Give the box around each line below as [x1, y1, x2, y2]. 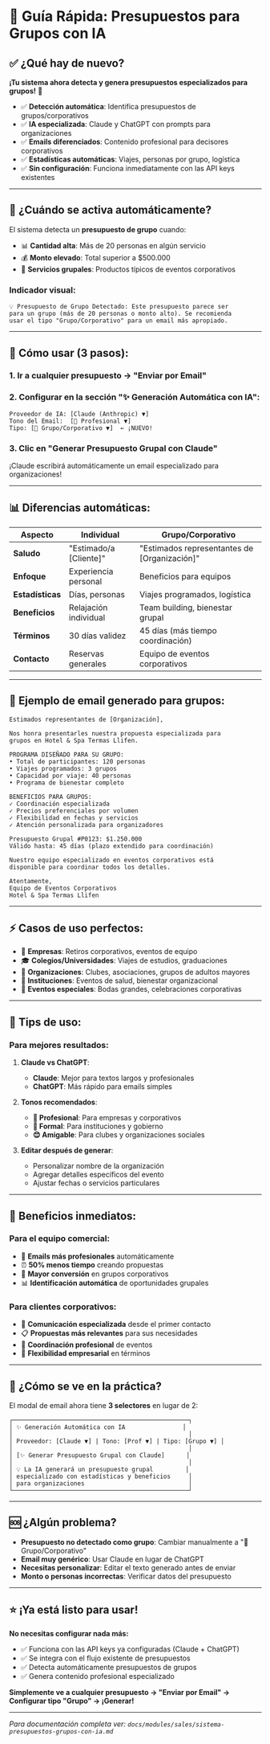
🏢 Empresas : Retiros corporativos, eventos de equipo [20, 947, 198, 956]
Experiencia [68, 566, 114, 577]
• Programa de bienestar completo [9, 779, 125, 787]
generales [68, 658, 107, 669]
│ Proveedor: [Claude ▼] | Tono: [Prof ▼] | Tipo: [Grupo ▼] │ [9, 1437, 225, 1445]
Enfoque [13, 571, 46, 582]
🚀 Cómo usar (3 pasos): [9, 346, 129, 360]
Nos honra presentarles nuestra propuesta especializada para [9, 729, 221, 738]
